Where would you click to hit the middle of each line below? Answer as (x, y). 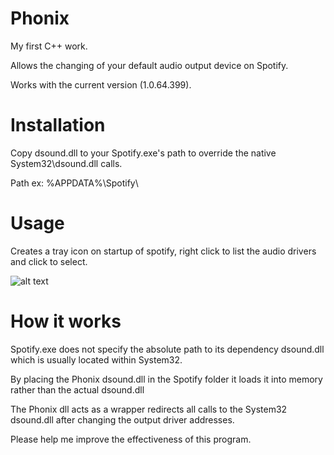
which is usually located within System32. (96, 359)
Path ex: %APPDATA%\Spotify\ (74, 183)
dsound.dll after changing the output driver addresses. (122, 419)
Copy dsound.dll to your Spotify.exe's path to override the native (143, 153)
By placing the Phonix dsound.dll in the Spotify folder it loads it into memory (166, 379)
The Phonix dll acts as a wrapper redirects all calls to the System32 (149, 409)
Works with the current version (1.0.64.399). (101, 84)
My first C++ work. (49, 46)
